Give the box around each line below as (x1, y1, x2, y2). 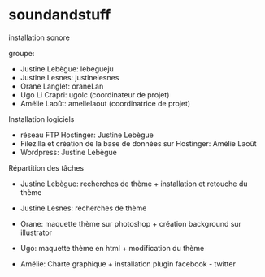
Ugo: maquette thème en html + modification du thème (20, 243, 205, 253)
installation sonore (8, 32, 71, 42)
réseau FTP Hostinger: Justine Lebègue (20, 130, 154, 140)
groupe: (8, 48, 35, 58)
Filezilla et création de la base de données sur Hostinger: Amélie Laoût (20, 138, 257, 148)
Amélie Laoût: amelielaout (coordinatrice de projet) (20, 98, 191, 108)
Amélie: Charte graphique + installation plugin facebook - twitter (20, 258, 236, 269)
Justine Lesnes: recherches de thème (20, 203, 147, 213)
